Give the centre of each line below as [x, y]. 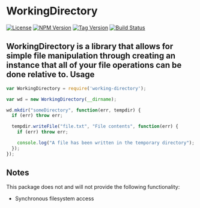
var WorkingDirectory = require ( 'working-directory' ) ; [76, 88]
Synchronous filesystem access [54, 198]
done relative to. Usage [50, 75]
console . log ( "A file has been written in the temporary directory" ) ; [106, 143]
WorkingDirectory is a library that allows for [90, 46]
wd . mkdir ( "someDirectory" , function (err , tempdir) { [74, 110]
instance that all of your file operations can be [94, 65]
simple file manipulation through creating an [91, 56]
